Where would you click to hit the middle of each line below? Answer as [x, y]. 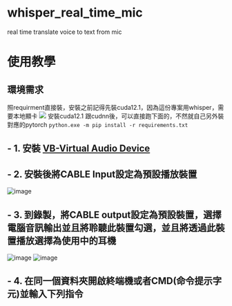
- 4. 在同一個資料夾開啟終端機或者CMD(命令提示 [110, 281]
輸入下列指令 [56, 294]
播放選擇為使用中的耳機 [66, 241]
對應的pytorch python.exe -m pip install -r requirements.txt [98, 124]
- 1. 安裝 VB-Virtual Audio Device [79, 149]
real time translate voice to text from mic [65, 32]
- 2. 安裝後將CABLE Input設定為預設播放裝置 [102, 174]
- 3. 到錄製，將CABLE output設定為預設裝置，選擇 [115, 214]
